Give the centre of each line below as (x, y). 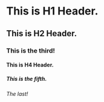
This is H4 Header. (30, 65)
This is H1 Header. (52, 11)
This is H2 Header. (42, 33)
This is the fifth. (27, 78)
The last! (17, 94)
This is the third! (31, 51)
